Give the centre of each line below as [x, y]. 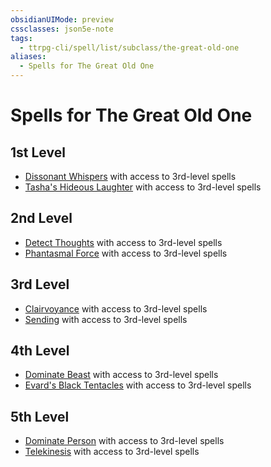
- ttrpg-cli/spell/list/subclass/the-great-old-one [129, 47]
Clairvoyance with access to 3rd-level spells [116, 308]
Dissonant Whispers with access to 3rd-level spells [130, 176]
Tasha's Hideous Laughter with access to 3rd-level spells [143, 187]
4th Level [40, 351]
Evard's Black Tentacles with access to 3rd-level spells [138, 385]
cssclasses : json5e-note [62, 29]
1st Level [38, 152]
